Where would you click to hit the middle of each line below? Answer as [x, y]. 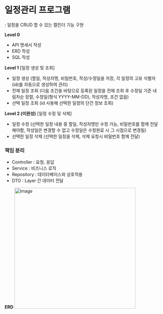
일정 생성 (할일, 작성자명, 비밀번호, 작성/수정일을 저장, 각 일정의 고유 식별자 [84, 78]
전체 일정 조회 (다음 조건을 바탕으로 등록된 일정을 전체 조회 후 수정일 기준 [81, 90]
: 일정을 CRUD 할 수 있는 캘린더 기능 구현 [44, 25]
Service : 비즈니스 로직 [34, 168]
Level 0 [12, 35]
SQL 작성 [21, 57]
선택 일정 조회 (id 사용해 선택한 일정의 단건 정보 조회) [62, 103]
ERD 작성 [21, 51]
